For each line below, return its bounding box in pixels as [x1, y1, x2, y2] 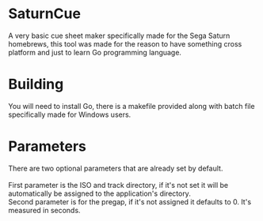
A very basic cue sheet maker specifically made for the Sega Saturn [8, 31, 231, 40]
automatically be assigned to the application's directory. [8, 189, 192, 198]
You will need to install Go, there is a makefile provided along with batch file [8, 101, 255, 110]
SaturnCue [8, 5, 82, 23]
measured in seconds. [8, 205, 81, 215]
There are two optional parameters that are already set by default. [8, 163, 223, 173]
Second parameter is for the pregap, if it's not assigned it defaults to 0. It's [8, 197, 252, 206]
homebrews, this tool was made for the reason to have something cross [8, 39, 242, 48]
